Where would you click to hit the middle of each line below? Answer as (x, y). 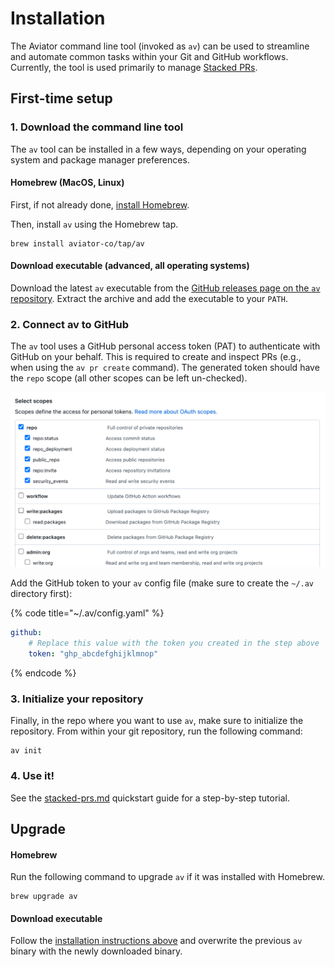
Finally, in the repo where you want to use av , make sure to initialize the (157, 721)
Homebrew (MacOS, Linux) (67, 183)
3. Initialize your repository (77, 699)
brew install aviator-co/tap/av (77, 243)
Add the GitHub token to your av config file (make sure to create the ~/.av (162, 583)
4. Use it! (32, 776)
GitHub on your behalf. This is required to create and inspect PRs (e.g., (156, 357)
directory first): (41, 594)
